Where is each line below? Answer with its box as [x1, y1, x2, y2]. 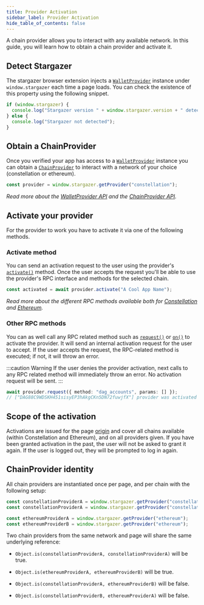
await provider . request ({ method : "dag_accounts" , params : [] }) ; [6, 389, 178, 395]
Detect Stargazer [6, 61, 72, 71]
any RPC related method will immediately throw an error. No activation [6, 371, 182, 378]
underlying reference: [6, 538, 61, 545]
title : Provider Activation [6, 9, 78, 15]
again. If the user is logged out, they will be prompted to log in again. [6, 447, 178, 454]
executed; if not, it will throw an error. [6, 352, 100, 360]
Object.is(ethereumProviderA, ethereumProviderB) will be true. [15, 569, 174, 576]
